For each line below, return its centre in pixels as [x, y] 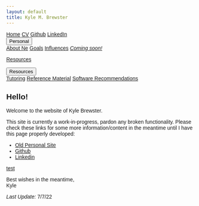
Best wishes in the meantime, [40, 180]
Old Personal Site [35, 145]
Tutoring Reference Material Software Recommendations [72, 78]
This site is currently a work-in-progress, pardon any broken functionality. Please [99, 122]
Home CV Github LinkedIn [37, 34]
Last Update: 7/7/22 [29, 197]
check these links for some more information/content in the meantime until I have [99, 128]
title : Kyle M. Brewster [37, 17]
